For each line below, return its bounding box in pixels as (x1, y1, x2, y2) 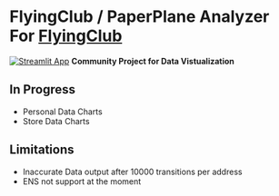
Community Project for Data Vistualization (71, 55, 234, 66)
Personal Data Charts (22, 106, 103, 117)
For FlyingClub (9, 25, 123, 46)
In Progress (9, 82, 75, 97)
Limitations (9, 142, 75, 158)
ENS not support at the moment (22, 175, 142, 187)
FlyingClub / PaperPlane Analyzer (9, 6, 270, 27)
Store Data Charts (22, 115, 90, 126)
